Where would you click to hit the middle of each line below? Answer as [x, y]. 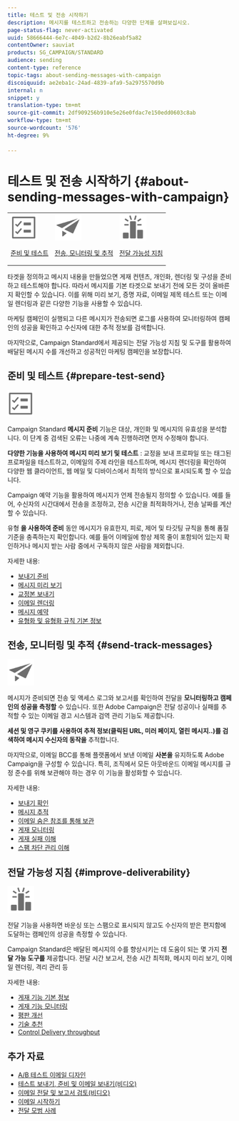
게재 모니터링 [36, 830]
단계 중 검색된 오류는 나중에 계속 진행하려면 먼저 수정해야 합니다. [119, 438]
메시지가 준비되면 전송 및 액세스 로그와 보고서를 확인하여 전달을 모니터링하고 [113, 698]
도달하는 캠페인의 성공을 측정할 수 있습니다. [67, 934]
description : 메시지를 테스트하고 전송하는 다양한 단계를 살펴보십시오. [99, 22]
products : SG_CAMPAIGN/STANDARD [55, 53]
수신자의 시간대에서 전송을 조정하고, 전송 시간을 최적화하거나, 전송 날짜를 [118, 503]
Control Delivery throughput [59, 1032]
